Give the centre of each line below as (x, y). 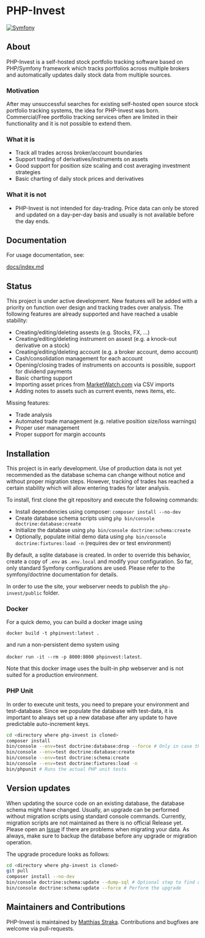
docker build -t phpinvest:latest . (53, 633)
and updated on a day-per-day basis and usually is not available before (104, 215)
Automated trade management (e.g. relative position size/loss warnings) (106, 421)
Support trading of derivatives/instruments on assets (81, 159)
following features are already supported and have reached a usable (92, 314)
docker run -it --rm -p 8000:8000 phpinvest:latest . (74, 657)
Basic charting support (44, 378)
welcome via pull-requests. (41, 928)
